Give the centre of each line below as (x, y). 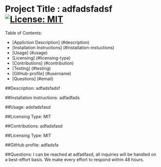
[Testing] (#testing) (31, 68)
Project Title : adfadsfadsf (59, 9)
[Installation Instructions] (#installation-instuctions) (63, 47)
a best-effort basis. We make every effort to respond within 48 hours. (75, 159)
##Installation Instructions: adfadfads (43, 97)
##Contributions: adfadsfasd (34, 126)
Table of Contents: (24, 33)
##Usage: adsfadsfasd (28, 107)
